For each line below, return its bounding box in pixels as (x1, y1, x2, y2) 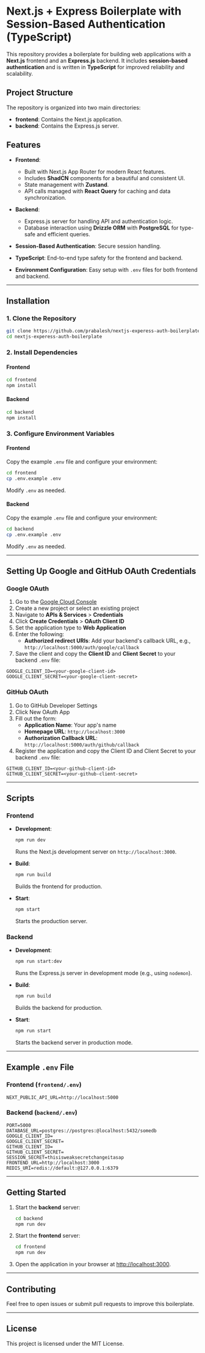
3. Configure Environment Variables (6, 429, 115, 438)
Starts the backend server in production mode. (15, 1039, 133, 1046)
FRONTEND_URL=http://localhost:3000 (6, 1159, 99, 1166)
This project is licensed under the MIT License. (6, 1340, 124, 1347)
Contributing (6, 1284, 56, 1294)
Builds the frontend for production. (15, 883, 103, 890)
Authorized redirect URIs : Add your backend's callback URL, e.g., (24, 637, 191, 645)
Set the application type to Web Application (15, 624, 126, 631)
